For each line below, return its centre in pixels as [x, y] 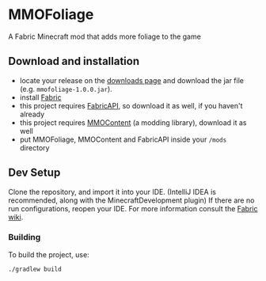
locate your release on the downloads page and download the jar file [131, 80]
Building [25, 237]
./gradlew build [35, 269]
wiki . [16, 217]
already [32, 114]
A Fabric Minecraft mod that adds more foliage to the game [105, 36]
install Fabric [40, 97]
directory [34, 147]
